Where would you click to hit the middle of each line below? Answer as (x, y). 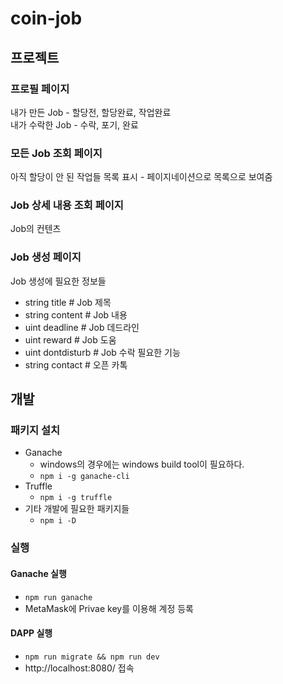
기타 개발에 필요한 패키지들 (77, 509)
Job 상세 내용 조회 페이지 (67, 205)
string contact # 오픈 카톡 (76, 364)
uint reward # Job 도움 (70, 339)
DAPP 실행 (31, 633)
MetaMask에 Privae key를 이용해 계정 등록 (109, 608)
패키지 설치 (35, 430)
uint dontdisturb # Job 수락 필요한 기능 (102, 352)
